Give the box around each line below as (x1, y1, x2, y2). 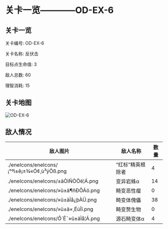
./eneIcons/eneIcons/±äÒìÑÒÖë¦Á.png (7, 178, 98, 185)
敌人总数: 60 (5, 72, 31, 78)
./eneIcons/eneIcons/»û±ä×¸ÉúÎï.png (7, 206, 93, 213)
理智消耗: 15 (5, 83, 30, 88)
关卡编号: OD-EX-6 (5, 40, 44, 46)
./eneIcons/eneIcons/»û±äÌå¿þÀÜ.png (7, 196, 97, 203)
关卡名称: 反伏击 (5, 51, 38, 56)
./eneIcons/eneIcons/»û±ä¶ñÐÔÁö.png (7, 187, 100, 194)
